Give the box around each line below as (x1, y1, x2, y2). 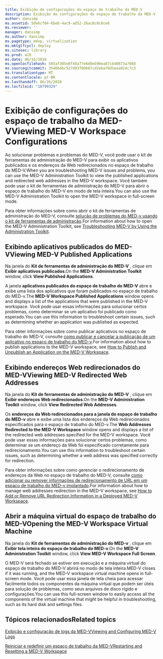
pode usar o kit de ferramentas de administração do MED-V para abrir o (5, 183, 149, 189)
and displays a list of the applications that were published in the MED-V (5, 299, 148, 304)
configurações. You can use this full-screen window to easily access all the (5, 591, 155, 597)
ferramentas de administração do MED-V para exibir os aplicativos (5, 157, 139, 163)
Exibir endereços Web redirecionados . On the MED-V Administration (5, 397, 145, 403)
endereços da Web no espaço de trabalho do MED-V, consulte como (5, 472, 143, 478)
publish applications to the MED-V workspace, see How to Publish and (5, 344, 146, 350)
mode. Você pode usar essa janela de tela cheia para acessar (19, 575, 144, 581)
